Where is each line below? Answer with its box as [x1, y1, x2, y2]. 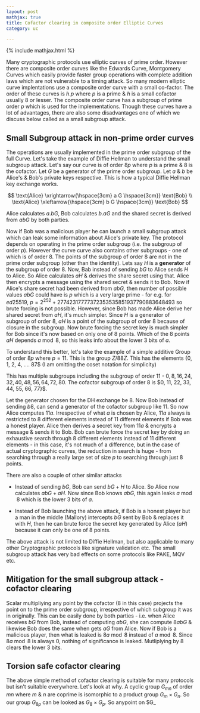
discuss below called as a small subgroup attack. [6, 116, 127, 123]
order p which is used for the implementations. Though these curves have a [6, 103, 192, 110]
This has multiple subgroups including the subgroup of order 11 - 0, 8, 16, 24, [6, 372, 192, 379]
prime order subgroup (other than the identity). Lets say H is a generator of [6, 260, 192, 267]
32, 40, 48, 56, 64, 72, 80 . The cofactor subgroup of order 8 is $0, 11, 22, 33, [6, 378, 192, 385]
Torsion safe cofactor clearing [6, 660, 121, 671]
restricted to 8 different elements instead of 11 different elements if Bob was [6, 415, 192, 422]
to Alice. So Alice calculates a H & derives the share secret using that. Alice [6, 272, 189, 279]
